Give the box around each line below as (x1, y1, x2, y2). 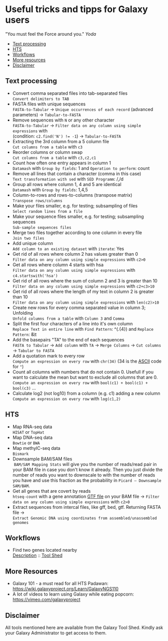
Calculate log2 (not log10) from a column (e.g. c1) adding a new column (12, 390, 160, 396)
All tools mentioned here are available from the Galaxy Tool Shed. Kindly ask (5, 624, 163, 630)
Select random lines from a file (12, 209, 83, 214)
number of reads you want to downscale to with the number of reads (12, 472, 155, 478)
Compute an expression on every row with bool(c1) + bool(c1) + (12, 379, 148, 385)
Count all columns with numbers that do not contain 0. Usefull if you (12, 369, 154, 375)
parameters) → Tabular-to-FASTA (12, 111, 81, 118)
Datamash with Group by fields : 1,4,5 (12, 187, 88, 193)
